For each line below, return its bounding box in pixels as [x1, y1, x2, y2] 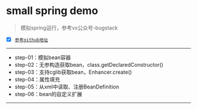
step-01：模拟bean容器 [14, 54, 72, 61]
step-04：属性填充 [14, 76, 60, 83]
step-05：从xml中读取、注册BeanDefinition [14, 83, 119, 90]
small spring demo [6, 4, 98, 18]
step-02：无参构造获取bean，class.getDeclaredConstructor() [14, 62, 164, 68]
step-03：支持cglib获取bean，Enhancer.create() [14, 69, 132, 76]
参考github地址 [14, 37, 49, 43]
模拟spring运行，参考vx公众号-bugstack [20, 24, 118, 31]
